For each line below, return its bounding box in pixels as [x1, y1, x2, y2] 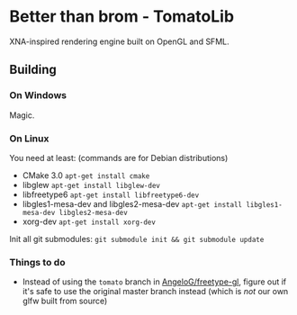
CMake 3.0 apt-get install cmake [22, 169, 150, 181]
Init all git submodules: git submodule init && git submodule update [9, 233, 265, 244]
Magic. [9, 110, 35, 121]
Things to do [9, 256, 66, 268]
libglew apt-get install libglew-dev [22, 179, 160, 190]
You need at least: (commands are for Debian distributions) [9, 152, 229, 163]
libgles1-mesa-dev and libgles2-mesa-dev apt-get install [22, 198, 243, 209]
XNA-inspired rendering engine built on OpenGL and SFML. [9, 36, 229, 47]
